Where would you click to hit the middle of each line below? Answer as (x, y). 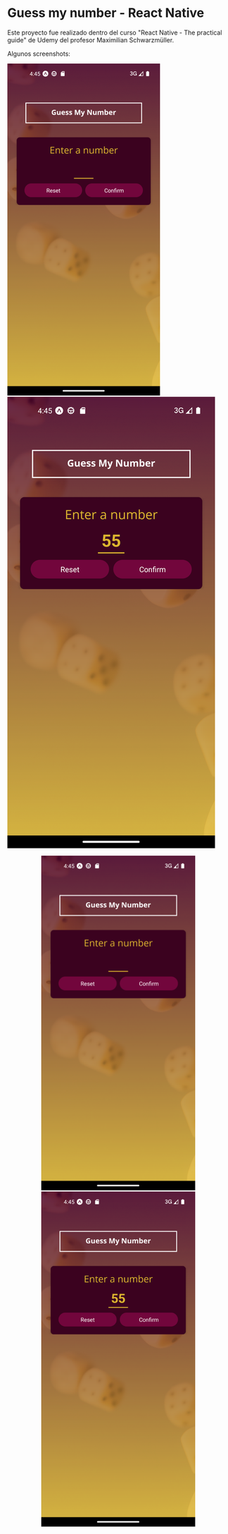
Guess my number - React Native (106, 13)
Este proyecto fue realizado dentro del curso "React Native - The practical (115, 32)
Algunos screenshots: (39, 54)
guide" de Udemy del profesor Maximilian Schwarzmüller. (91, 39)
